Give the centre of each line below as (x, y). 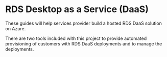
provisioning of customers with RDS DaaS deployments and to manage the (84, 43)
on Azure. (16, 28)
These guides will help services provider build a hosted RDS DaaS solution (83, 23)
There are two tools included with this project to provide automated (76, 38)
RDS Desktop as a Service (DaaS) (77, 9)
